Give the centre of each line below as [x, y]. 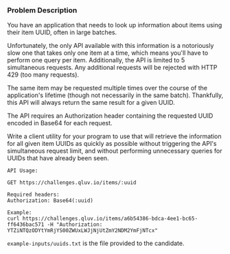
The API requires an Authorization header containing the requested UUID [110, 116]
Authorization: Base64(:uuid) [50, 201]
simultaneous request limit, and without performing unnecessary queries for [115, 151]
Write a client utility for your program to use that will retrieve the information [114, 136]
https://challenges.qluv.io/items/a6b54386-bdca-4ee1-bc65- [110, 219]
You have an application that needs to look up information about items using [115, 25]
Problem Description [42, 10]
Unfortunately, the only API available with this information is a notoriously [111, 46]
